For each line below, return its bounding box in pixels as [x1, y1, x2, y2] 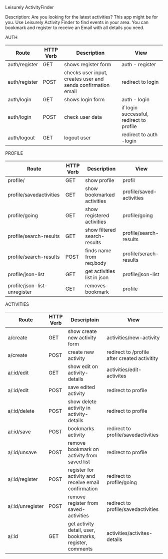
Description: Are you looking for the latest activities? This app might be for [5, 14, 158, 20]
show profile [84, 177, 114, 183]
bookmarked [84, 192, 115, 198]
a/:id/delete [7, 408, 35, 414]
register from [67, 500, 98, 506]
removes [84, 282, 106, 289]
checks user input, [64, 69, 107, 76]
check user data [64, 114, 102, 120]
